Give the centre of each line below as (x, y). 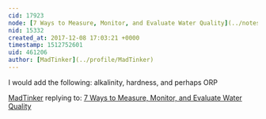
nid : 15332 (26, 30)
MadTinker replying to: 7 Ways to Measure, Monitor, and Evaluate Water (125, 98)
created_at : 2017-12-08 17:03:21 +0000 (74, 38)
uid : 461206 (28, 52)
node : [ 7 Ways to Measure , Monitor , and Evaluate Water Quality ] (118, 23)
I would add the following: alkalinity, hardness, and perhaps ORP (113, 82)
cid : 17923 (26, 15)
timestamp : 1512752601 (46, 45)
